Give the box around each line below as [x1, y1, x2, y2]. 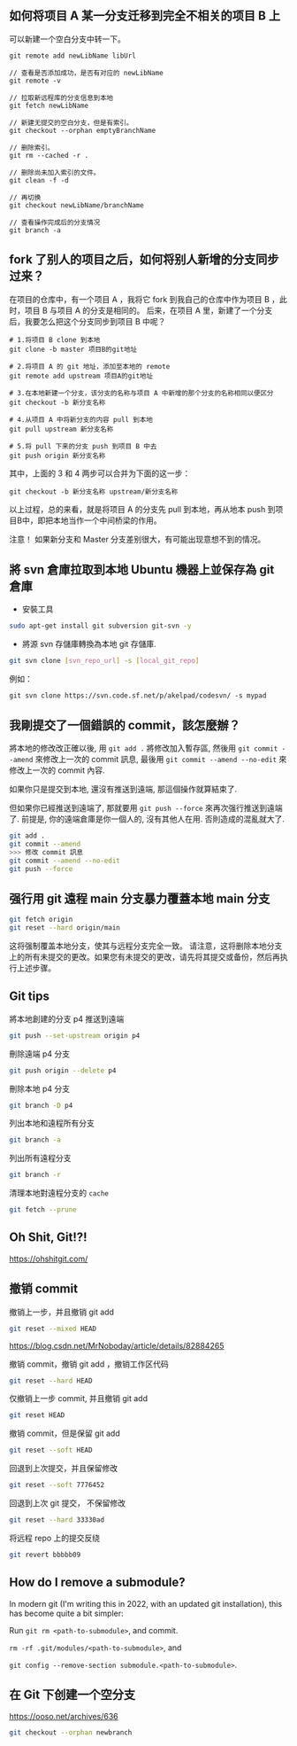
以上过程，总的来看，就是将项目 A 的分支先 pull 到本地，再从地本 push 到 [9, 503, 276, 514]
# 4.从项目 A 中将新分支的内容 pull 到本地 [9, 415, 153, 424]
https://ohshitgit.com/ [9, 1253, 88, 1264]
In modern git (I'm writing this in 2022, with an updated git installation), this [9, 1598, 283, 1609]
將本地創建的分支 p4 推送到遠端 [9, 1013, 125, 1024]
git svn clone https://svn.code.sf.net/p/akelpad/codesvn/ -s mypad [9, 691, 267, 700]
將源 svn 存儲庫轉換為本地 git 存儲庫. [21, 639, 156, 650]
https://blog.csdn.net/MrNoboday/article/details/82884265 [9, 1340, 225, 1351]
